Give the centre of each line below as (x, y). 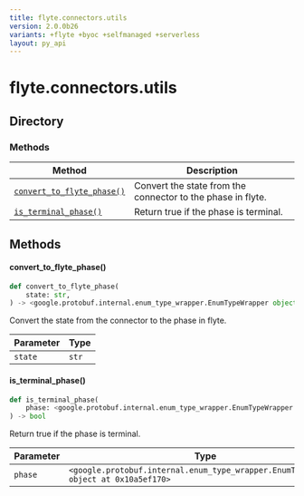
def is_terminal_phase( (54, 400)
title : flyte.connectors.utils (68, 18)
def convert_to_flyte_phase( (64, 287)
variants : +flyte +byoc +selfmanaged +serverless (105, 34)
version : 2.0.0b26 (44, 26)
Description (212, 170)
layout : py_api (38, 43)
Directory (37, 121)
